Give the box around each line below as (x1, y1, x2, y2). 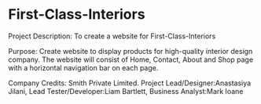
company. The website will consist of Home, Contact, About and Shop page (8, 55, 254, 64)
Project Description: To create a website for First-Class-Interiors (8, 31, 216, 41)
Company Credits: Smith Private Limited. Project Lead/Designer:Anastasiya (8, 78, 252, 88)
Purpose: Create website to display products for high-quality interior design (8, 46, 253, 56)
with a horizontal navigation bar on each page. (8, 63, 159, 72)
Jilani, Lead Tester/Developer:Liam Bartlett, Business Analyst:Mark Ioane (8, 86, 244, 95)
